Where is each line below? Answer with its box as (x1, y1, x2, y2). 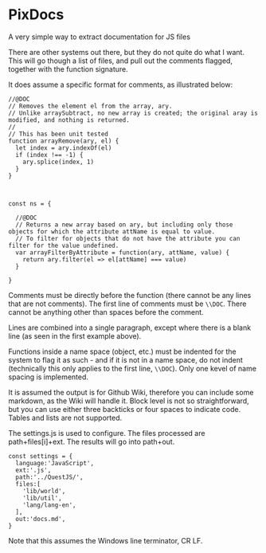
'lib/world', (22, 487, 66, 495)
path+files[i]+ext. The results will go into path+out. (8, 437, 175, 446)
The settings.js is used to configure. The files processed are (8, 428, 205, 437)
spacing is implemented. (8, 372, 89, 382)
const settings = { (8, 452, 73, 460)
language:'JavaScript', (15, 459, 94, 467)
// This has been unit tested (8, 130, 109, 138)
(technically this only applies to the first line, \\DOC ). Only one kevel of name (8, 363, 257, 373)
